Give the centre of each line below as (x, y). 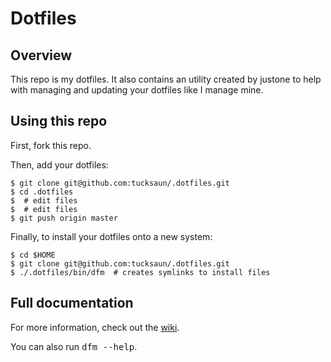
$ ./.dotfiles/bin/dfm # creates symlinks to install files (140, 272)
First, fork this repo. (51, 145)
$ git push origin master (64, 218)
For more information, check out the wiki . (95, 327)
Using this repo (59, 121)
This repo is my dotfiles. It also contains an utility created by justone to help (166, 79)
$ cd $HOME (33, 255)
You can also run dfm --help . (74, 346)
